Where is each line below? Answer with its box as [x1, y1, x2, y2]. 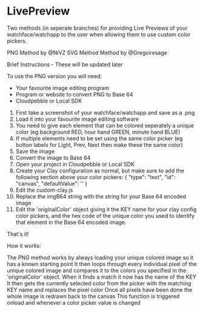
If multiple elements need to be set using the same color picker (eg [15, 135, 183, 142]
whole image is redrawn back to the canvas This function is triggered [7, 293, 180, 300]
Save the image [15, 148, 55, 155]
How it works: [7, 242, 42, 249]
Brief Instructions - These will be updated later [7, 61, 123, 68]
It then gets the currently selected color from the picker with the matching [7, 279, 191, 287]
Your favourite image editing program [15, 84, 110, 92]
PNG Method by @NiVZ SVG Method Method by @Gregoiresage [7, 49, 167, 56]
